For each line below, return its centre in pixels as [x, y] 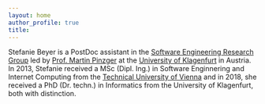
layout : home [30, 15]
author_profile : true [44, 23]
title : [19, 30]
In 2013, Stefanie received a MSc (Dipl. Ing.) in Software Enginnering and [126, 69]
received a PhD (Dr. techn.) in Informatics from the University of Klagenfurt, [131, 85]
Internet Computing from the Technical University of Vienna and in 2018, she [132, 77]
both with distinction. [42, 94]
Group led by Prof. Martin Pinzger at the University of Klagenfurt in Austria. [130, 60]
